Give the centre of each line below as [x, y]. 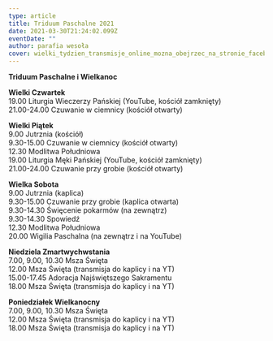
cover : [19, 54]
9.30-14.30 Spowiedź [44, 219]
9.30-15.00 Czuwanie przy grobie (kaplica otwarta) [94, 201]
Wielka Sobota [34, 184]
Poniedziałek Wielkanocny [54, 302]
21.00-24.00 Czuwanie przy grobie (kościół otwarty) [96, 168]
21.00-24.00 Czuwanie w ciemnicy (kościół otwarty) [95, 110]
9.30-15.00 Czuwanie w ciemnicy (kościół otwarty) [93, 142]
